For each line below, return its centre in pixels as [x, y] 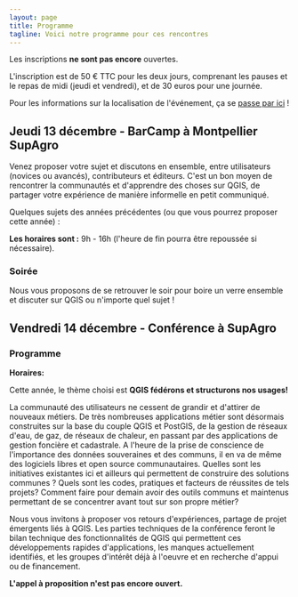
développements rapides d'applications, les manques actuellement [132, 547]
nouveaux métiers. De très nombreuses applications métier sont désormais [147, 417]
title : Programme [41, 26]
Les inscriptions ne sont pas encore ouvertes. [94, 60]
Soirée [24, 271]
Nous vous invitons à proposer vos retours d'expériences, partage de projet [148, 519]
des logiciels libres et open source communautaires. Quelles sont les [135, 464]
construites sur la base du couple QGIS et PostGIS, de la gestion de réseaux [148, 426]
